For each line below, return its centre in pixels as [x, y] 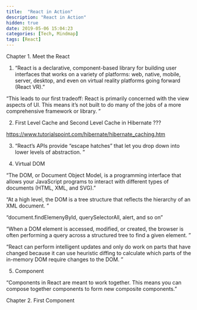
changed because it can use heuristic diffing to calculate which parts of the [99, 253]
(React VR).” [30, 87]
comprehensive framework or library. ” [54, 111]
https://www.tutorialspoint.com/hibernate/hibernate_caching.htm [86, 134]
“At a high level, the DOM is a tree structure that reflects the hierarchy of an [98, 199]
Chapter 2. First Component [40, 300]
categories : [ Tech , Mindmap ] [42, 34]
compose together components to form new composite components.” [92, 289]
